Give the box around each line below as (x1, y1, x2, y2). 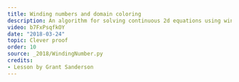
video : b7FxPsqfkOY (7, 24, 65, 31)
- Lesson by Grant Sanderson (7, 63, 94, 71)
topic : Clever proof (7, 37, 69, 44)
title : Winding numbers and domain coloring (7, 10, 142, 18)
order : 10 (7, 43, 37, 51)
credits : (7, 57, 33, 64)
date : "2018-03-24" (7, 30, 65, 38)
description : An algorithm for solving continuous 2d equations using (7, 17, 221, 24)
